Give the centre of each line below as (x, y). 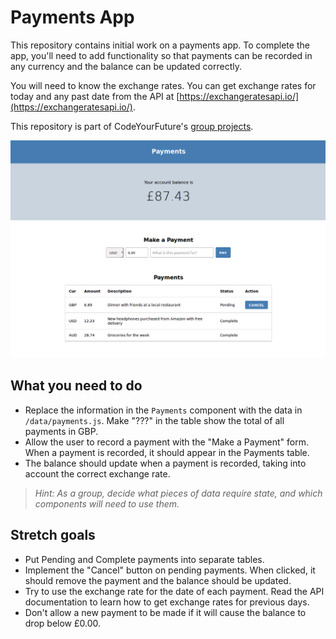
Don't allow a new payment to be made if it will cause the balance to (165, 612)
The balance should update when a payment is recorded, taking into (165, 463)
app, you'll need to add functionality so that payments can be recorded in (161, 55)
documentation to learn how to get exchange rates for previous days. (167, 602)
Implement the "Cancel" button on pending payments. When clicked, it (170, 570)
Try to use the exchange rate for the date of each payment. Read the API (174, 591)
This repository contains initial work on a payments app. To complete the (160, 45)
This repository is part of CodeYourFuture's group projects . (132, 126)
